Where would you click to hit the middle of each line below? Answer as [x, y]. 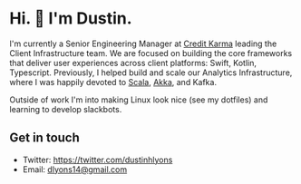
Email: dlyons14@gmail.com [75, 169]
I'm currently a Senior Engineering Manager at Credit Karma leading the [143, 44]
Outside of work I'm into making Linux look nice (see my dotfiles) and [139, 100]
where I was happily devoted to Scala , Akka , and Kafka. [113, 82]
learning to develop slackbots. [66, 109]
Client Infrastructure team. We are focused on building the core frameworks [151, 53]
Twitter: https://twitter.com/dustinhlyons [97, 160]
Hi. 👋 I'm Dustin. [71, 19]
